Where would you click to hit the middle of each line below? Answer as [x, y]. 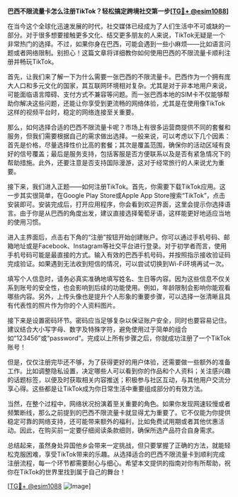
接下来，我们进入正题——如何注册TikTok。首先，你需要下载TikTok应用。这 [117, 186]
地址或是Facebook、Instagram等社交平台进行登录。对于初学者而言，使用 [120, 246]
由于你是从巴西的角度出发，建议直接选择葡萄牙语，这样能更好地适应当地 [125, 213]
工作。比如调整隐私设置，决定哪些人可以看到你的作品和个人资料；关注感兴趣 [119, 371]
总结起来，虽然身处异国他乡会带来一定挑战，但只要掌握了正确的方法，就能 [116, 445]
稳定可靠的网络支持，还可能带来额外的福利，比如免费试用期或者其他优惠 [113, 421]
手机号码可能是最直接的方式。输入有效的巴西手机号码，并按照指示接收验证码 [119, 255]
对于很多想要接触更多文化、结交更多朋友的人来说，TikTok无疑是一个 [125, 35]
